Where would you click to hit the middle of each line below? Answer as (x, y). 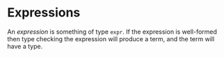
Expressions (44, 13)
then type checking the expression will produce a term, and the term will (111, 38)
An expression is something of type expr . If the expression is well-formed (112, 32)
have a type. (25, 46)
